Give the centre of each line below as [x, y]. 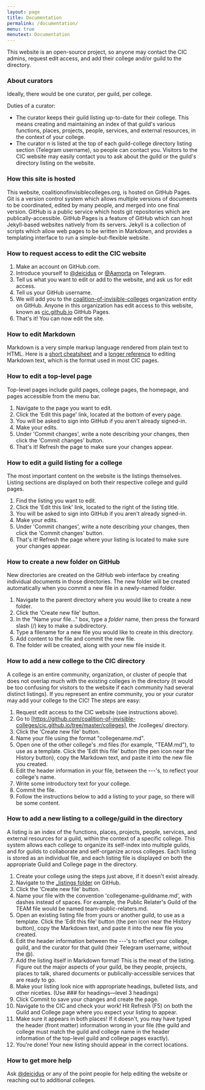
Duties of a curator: [31, 106]
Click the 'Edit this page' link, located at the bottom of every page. [99, 414]
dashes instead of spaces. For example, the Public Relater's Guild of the [106, 902]
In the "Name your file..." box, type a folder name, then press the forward [107, 619]
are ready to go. [36, 980]
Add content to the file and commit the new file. [76, 639]
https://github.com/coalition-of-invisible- [85, 719]
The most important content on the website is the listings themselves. [94, 476]
